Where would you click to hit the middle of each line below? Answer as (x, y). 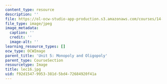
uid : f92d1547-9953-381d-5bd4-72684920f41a (51, 74)
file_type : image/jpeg (29, 23)
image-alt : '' (24, 42)
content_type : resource (30, 10)
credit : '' (21, 38)
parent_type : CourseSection (34, 60)
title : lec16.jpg (23, 70)
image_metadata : (22, 28)
